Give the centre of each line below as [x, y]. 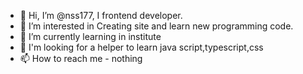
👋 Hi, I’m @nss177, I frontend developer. [101, 15]
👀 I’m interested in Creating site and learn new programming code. [156, 26]
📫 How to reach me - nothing [81, 58]
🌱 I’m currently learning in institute [90, 36]
